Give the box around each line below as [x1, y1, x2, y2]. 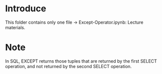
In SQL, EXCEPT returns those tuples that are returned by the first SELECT [5, 58, 158, 64]
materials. [5, 24, 26, 30]
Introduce [5, 3, 46, 14]
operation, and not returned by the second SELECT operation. [5, 63, 132, 69]
